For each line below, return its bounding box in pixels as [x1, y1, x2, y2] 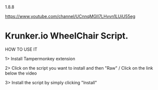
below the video [5, 70, 37, 76]
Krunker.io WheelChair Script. [5, 30, 129, 42]
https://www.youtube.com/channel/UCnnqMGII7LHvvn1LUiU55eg [5, 14, 136, 19]
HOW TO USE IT [5, 46, 38, 52]
